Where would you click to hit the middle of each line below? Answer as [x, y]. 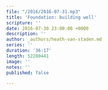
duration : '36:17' [29, 51]
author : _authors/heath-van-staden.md [54, 39]
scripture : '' [24, 23]
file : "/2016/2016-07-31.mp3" [44, 12]
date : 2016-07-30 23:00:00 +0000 [47, 28]
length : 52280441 [28, 56]
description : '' [26, 34]
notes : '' [18, 67]
